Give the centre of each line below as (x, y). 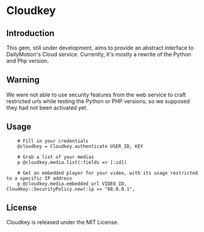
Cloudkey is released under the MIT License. (63, 222)
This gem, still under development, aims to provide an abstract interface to (100, 48)
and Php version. (27, 61)
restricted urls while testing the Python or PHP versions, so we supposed (98, 101)
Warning (23, 80)
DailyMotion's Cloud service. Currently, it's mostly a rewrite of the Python (99, 54)
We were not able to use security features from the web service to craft (96, 95)
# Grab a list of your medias (56, 157)
